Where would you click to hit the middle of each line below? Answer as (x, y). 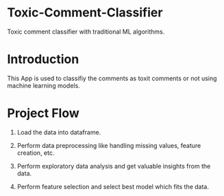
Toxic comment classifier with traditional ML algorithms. (86, 32)
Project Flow (43, 113)
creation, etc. (36, 153)
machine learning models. (43, 85)
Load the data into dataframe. (59, 132)
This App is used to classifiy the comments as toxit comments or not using (112, 78)
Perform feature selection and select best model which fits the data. (113, 186)
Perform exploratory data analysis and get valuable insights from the (114, 166)
